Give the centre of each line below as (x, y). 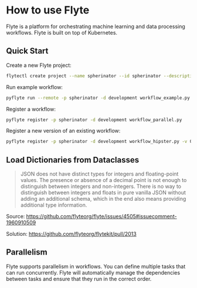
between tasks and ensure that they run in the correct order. (79, 279)
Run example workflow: (35, 87)
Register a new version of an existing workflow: (63, 131)
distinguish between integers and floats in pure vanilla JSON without (103, 193)
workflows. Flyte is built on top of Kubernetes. (62, 32)
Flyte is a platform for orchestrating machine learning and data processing (96, 26)
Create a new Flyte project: (39, 65)
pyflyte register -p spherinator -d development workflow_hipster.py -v (97, 142)
